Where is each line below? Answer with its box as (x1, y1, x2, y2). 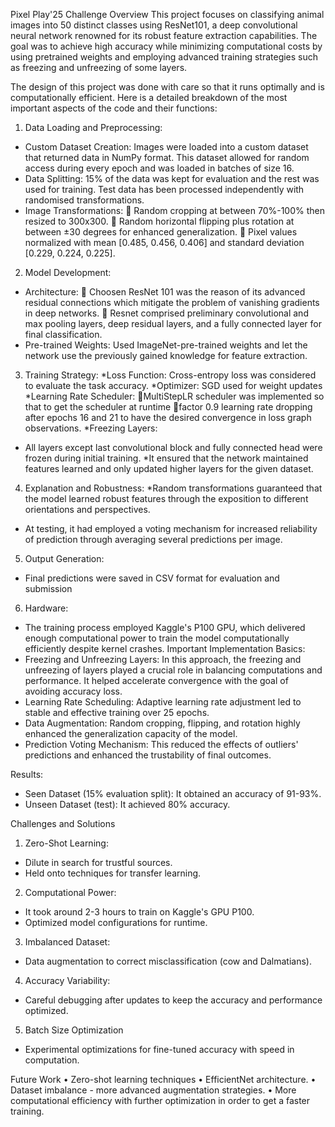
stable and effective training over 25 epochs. (24, 707, 210, 718)
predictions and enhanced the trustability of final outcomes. (24, 749, 272, 761)
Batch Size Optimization (24, 1024, 124, 1036)
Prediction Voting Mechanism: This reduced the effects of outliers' (24, 739, 299, 750)
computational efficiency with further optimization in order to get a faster (10, 1095, 311, 1106)
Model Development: (24, 267, 112, 278)
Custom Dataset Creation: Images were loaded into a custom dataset (24, 141, 309, 153)
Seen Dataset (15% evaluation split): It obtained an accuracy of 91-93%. (24, 788, 322, 799)
